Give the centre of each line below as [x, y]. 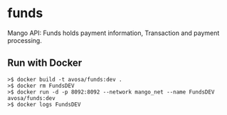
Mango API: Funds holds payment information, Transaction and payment [114, 33]
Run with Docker [45, 63]
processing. [25, 40]
